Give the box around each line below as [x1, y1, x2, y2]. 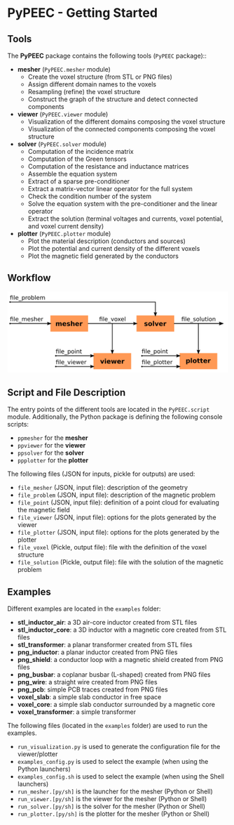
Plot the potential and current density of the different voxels [27, 245, 200, 252]
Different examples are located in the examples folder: [7, 604, 161, 613]
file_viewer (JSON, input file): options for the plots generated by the [17, 513, 216, 521]
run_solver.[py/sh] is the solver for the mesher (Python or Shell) [17, 802, 205, 810]
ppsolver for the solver [17, 448, 84, 457]
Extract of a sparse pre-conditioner [27, 177, 130, 186]
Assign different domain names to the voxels [27, 80, 156, 89]
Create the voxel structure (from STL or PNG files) [27, 72, 173, 81]
